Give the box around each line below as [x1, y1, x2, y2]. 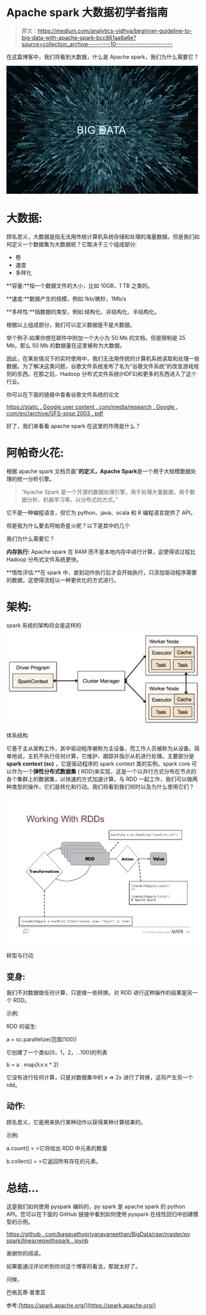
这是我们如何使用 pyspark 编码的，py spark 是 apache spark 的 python [6, 1203, 185, 1210]
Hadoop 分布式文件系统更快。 [6, 556, 82, 563]
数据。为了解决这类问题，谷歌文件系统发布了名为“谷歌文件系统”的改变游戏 [6, 362, 194, 370]
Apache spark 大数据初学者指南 [6, 6, 168, 20]
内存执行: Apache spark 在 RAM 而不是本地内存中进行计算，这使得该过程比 [6, 548, 196, 555]
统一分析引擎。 [17, 475, 55, 482]
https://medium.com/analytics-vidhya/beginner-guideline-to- [37, 27, 193, 34]
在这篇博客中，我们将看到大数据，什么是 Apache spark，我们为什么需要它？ [6, 53, 199, 60]
